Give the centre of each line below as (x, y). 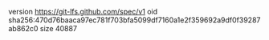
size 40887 (59, 28)
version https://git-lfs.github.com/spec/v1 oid (83, 12)
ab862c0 (23, 28)
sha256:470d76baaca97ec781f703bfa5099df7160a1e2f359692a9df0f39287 (134, 20)
